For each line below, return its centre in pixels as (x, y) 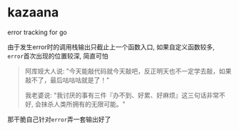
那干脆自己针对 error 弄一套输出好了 (59, 119)
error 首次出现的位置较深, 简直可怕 (58, 56)
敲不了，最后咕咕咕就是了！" (67, 80)
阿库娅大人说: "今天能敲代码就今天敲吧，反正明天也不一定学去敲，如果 (128, 71)
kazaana (33, 12)
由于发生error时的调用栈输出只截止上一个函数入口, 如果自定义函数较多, (111, 46)
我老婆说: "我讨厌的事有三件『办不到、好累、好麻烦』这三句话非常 (122, 95)
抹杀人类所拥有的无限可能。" (83, 104)
